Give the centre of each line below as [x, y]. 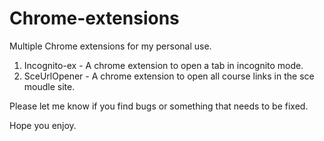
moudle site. [49, 86]
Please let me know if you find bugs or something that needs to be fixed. [159, 106]
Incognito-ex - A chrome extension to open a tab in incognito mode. [163, 65]
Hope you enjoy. [43, 125]
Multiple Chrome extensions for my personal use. [110, 46]
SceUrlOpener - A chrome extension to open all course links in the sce [169, 76]
